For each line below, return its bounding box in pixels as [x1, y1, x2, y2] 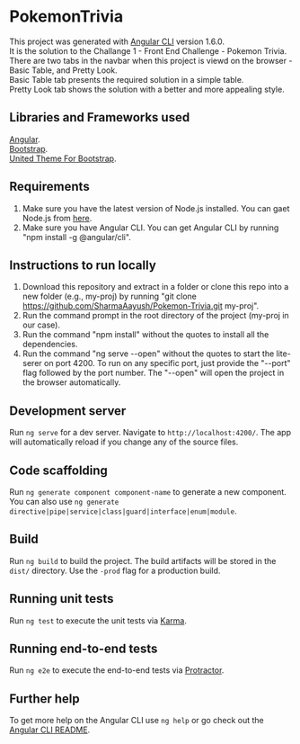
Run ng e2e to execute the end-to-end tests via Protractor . [9, 665, 225, 676]
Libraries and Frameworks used [9, 110, 190, 125]
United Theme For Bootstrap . [9, 153, 117, 164]
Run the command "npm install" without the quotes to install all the [22, 329, 269, 340]
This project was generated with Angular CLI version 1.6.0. [9, 36, 225, 47]
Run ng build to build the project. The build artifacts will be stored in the [9, 555, 277, 566]
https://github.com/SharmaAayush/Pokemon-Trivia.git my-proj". [22, 300, 260, 311]
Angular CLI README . [9, 724, 91, 735]
